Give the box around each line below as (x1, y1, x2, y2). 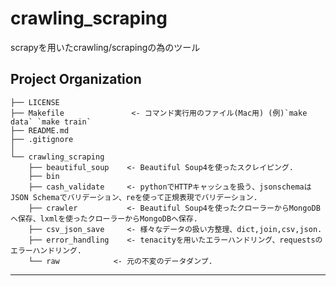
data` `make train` (10, 117, 92, 127)
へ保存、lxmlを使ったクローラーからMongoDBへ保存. (10, 213, 198, 224)
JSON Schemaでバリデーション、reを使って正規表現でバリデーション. (10, 192, 258, 202)
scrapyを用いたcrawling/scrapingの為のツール (10, 41, 201, 53)
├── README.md (10, 125, 70, 136)
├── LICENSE (10, 97, 60, 107)
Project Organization (10, 71, 142, 88)
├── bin (28, 171, 60, 181)
